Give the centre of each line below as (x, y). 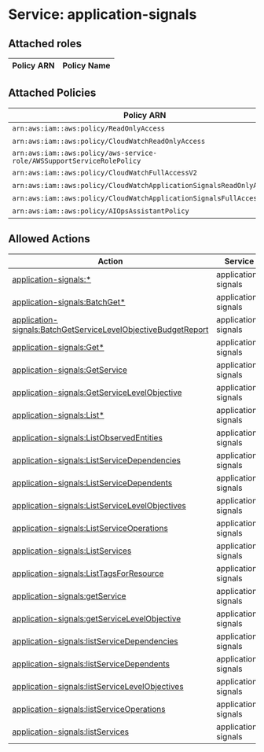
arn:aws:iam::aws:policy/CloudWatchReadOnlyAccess (109, 141)
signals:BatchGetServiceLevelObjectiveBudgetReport (110, 330)
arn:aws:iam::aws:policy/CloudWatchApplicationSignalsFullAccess (137, 198)
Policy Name (86, 66)
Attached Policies (52, 93)
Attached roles (45, 44)
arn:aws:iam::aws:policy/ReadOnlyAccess (88, 128)
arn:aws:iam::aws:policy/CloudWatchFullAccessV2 (105, 172)
